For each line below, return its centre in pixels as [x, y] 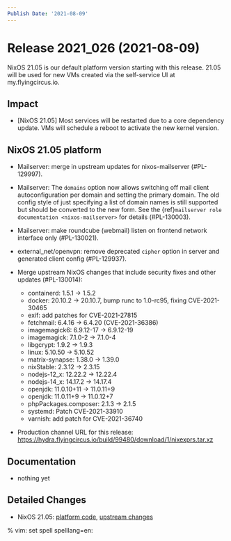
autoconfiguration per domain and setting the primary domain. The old [118, 195]
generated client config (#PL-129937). [72, 259]
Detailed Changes [47, 500]
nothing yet [33, 478]
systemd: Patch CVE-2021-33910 [75, 412]
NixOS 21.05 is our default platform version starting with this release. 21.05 [114, 67]
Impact [23, 104]
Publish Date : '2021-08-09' [48, 14]
